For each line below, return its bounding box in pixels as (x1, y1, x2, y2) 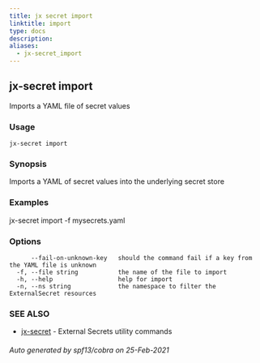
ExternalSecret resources (9, 289, 96, 297)
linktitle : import (9, 19, 71, 28)
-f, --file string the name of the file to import (16, 268, 228, 276)
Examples (9, 197, 49, 208)
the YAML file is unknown (9, 261, 96, 269)
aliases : (9, 42, 39, 50)
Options (9, 236, 41, 247)
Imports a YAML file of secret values (9, 100, 130, 110)
